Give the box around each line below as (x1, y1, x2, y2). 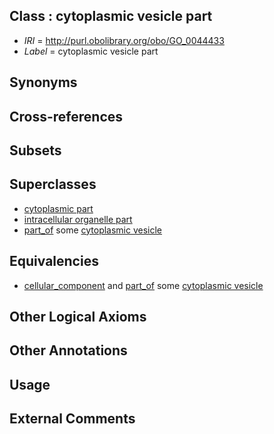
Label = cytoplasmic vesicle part (23, 45, 159, 57)
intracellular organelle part (23, 213, 133, 225)
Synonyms (9, 74, 78, 91)
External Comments (9, 410, 136, 428)
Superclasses (9, 176, 97, 193)
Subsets (9, 142, 62, 159)
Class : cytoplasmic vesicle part (9, 8, 213, 25)
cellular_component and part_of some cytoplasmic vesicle (23, 279, 264, 291)
